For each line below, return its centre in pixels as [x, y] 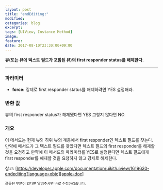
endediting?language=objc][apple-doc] [44, 174]
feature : [14, 41]
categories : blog [23, 23]
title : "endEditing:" [27, 14]
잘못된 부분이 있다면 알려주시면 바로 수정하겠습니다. [46, 183]
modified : [15, 18]
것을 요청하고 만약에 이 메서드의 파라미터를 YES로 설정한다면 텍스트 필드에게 [77, 152]
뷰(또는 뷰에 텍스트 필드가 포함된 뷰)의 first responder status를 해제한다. [74, 60]
